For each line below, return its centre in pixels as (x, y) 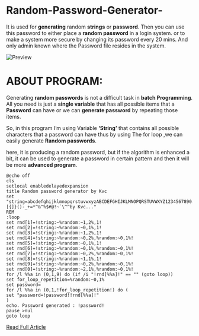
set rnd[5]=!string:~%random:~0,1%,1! (54, 243)
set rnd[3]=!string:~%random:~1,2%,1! (54, 233)
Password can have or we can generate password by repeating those (92, 110)
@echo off (18, 176)
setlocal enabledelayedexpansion (47, 186)
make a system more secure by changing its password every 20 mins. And (97, 39)
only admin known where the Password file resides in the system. (86, 46)
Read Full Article (26, 327)
